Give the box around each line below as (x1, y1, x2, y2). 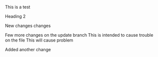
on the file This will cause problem (5, 37, 73, 43)
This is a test (5, 4, 30, 10)
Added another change (5, 47, 51, 52)
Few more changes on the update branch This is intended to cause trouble (5, 32, 154, 38)
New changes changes (5, 23, 51, 28)
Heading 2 (5, 14, 26, 19)
